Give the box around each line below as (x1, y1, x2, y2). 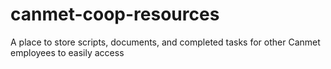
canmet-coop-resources (10, 3, 220, 26)
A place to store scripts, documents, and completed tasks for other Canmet (10, 36, 321, 48)
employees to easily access (10, 46, 125, 58)
